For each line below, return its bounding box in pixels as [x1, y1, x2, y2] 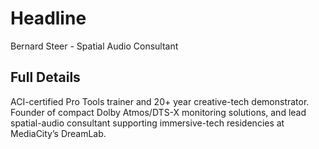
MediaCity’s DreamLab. [10, 127, 107, 139]
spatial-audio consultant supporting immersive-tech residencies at [10, 117, 285, 129]
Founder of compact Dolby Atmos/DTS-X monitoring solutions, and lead [10, 106, 307, 118]
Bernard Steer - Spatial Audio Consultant [10, 40, 179, 52]
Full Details [10, 69, 81, 86]
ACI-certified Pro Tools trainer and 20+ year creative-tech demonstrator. [10, 95, 310, 107]
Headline [10, 7, 87, 30]
